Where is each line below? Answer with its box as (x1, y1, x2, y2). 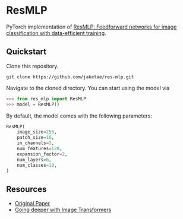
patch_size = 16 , (17, 135, 55, 141)
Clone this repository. (6, 62, 59, 69)
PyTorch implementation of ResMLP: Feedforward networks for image (6, 23, 177, 30)
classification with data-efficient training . (6, 29, 106, 36)
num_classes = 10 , (17, 162, 58, 168)
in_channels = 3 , (17, 140, 55, 146)
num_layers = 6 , (17, 157, 52, 163)
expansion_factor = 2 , (17, 151, 68, 157)
